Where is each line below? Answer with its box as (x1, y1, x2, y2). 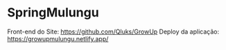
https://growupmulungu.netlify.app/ (7, 34, 109, 42)
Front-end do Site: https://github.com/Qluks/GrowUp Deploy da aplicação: (7, 27, 220, 36)
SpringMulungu (7, 5, 99, 21)
